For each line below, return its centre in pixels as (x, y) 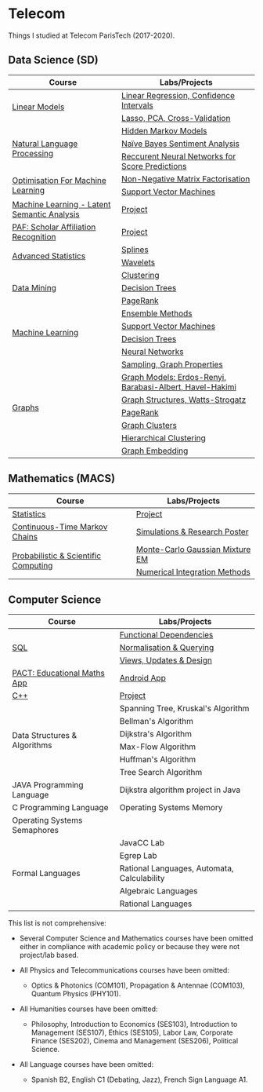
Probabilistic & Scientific (57, 556)
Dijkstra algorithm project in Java (180, 790)
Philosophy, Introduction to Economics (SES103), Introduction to (134, 1024)
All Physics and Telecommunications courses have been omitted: (124, 970)
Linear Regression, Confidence (178, 95)
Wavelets (138, 262)
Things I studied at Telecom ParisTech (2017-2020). (92, 35)
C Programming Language (60, 808)
